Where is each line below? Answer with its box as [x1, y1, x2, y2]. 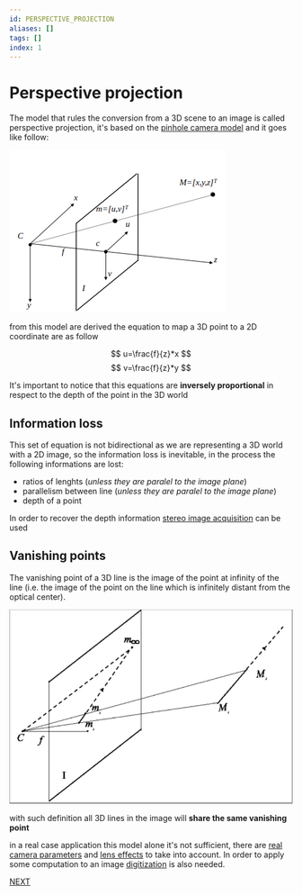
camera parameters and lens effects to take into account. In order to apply [9, 849, 285, 860]
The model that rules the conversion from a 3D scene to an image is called [9, 113, 286, 123]
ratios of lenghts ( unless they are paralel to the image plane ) [22, 476, 247, 486]
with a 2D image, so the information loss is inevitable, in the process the [9, 449, 276, 459]
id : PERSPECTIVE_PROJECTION [9, 14, 115, 23]
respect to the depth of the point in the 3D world [9, 390, 189, 401]
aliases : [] [9, 23, 54, 33]
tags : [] [9, 33, 42, 42]
